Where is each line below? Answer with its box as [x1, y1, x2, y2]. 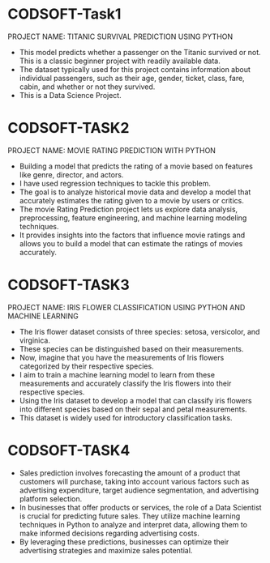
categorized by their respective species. [19, 361, 155, 371]
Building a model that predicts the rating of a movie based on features [19, 161, 253, 171]
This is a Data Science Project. [19, 90, 122, 100]
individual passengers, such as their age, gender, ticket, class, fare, [19, 73, 245, 83]
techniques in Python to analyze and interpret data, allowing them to [19, 519, 248, 529]
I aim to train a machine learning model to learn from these [19, 369, 216, 379]
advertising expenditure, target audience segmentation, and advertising [19, 485, 259, 495]
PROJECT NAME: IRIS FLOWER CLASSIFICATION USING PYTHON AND [7, 302, 246, 312]
